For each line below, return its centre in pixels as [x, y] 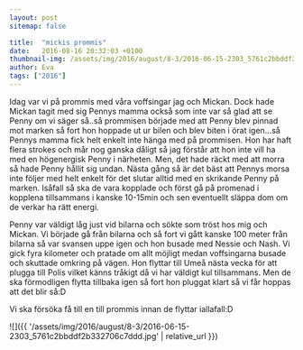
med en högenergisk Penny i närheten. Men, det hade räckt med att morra [147, 159]
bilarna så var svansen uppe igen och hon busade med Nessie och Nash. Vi [150, 244]
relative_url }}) [192, 336]
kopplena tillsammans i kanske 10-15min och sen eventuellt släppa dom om [149, 197]
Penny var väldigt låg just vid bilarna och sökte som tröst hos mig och [138, 224]
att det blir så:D [38, 291]
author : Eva [32, 68]
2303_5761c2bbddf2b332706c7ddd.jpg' [84, 336]
